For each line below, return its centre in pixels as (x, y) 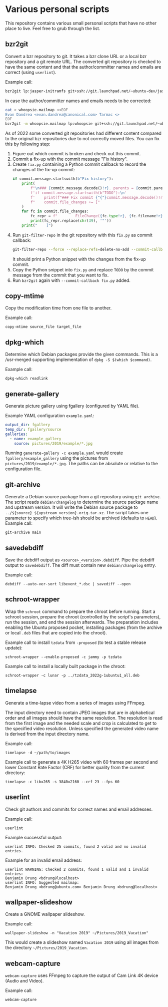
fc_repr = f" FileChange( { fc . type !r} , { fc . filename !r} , (98, 216)
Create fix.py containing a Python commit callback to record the (79, 164)
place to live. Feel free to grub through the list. (53, 28)
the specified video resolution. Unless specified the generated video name (82, 728)
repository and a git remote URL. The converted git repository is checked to (83, 62)
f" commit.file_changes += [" (65, 202)
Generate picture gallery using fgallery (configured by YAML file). (72, 406)
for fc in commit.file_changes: (55, 211)
